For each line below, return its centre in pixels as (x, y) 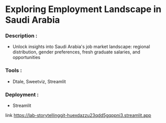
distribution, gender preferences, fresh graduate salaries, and (76, 52)
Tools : (14, 71)
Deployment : (22, 94)
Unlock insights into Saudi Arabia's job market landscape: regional (81, 47)
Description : (21, 36)
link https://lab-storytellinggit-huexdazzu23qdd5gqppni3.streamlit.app (78, 115)
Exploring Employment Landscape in (84, 9)
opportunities (26, 57)
